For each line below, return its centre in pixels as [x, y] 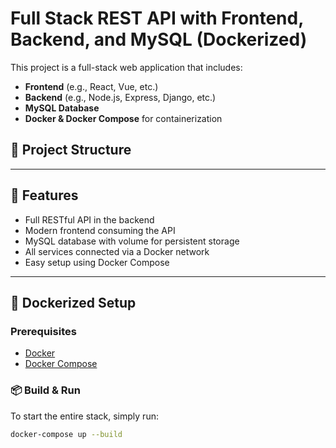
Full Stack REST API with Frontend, [157, 18]
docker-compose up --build [66, 434]
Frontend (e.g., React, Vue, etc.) [91, 86]
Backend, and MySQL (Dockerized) [159, 39]
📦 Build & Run [45, 390]
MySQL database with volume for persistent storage [132, 241]
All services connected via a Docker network [117, 251]
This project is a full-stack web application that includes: [126, 67]
